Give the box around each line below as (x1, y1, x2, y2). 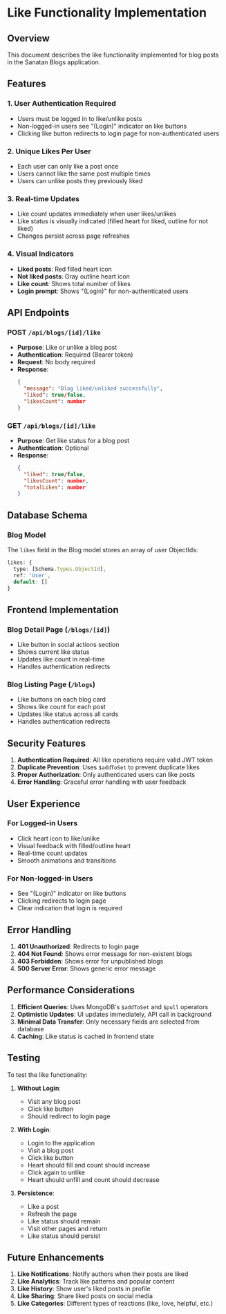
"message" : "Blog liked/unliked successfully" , (23, 385, 164, 392)
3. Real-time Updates (7, 194, 79, 203)
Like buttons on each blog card (17, 695, 106, 704)
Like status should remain (27, 1217, 101, 1225)
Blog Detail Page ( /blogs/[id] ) (7, 624, 111, 634)
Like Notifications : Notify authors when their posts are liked (17, 1270, 189, 1278)
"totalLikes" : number (23, 484, 86, 491)
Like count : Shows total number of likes (17, 279, 131, 288)
